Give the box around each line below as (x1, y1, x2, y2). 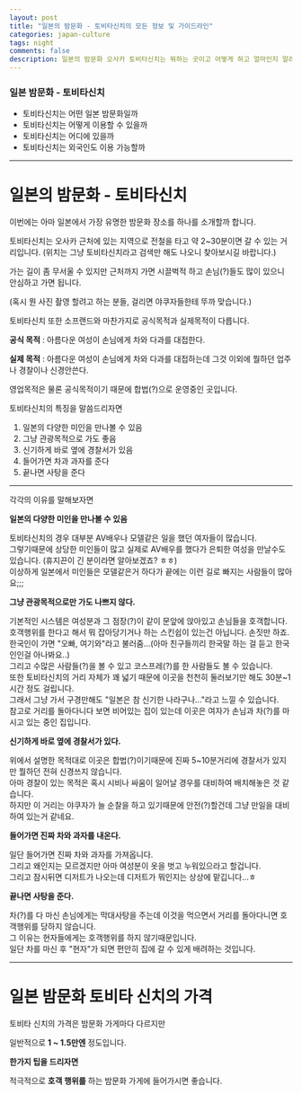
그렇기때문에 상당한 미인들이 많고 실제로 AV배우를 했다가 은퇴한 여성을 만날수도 (9, 544, 286, 555)
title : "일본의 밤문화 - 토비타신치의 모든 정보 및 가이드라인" (9, 22, 214, 31)
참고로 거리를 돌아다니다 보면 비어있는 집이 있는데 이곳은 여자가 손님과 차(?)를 (9, 706, 280, 717)
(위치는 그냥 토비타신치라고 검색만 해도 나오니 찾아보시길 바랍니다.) (42, 247, 277, 258)
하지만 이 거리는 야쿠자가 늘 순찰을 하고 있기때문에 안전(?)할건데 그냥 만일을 (9, 800, 273, 811)
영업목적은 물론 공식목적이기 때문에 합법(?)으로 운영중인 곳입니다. (9, 384, 238, 395)
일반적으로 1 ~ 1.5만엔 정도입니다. (9, 1037, 127, 1048)
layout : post (9, 13, 58, 22)
